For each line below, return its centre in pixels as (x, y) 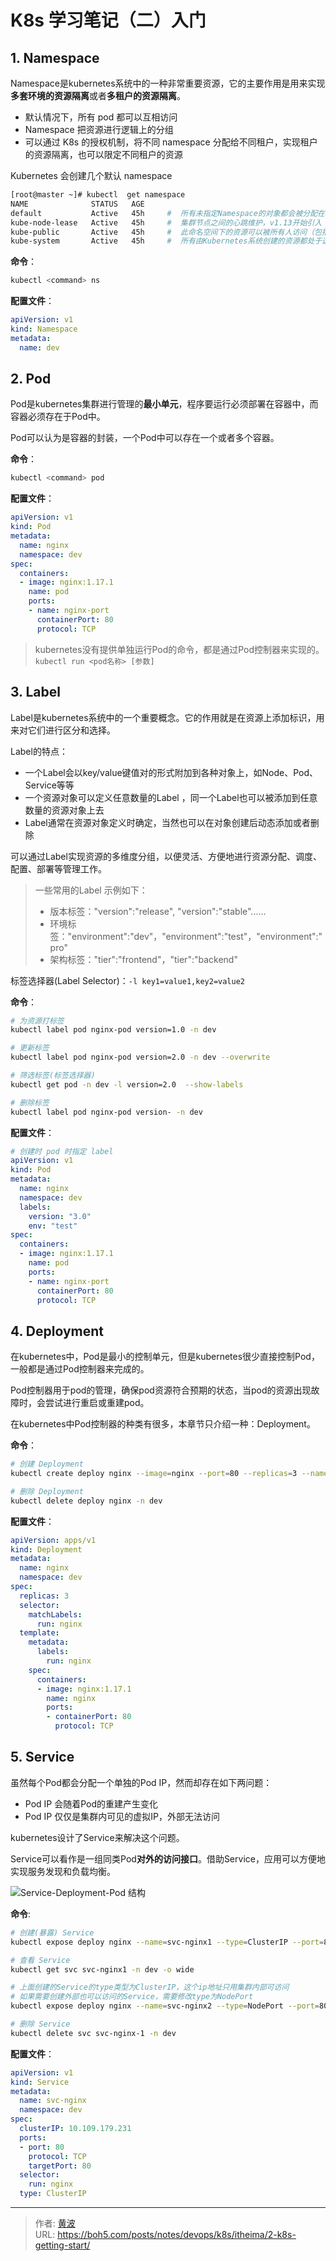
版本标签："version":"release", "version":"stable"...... (158, 911)
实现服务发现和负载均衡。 (63, 1871)
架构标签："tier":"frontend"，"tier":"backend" (143, 959)
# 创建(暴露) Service (52, 1932)
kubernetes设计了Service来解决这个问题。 (97, 1837)
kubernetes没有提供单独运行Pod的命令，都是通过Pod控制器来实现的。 (179, 649)
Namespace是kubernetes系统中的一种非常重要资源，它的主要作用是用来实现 (168, 83)
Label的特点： (39, 751)
